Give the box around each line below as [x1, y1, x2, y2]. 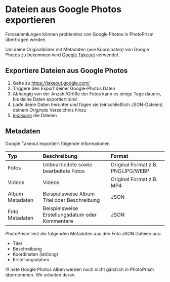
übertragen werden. [5, 37, 47, 43]
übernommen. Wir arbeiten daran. [5, 271, 76, 277]
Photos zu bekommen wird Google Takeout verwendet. [5, 52, 120, 58]
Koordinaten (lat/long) [12, 251, 59, 257]
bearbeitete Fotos [42, 167, 85, 174]
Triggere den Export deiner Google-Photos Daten [12, 85, 115, 91]
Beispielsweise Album [42, 190, 95, 197]
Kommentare [42, 217, 73, 224]
